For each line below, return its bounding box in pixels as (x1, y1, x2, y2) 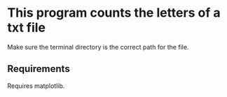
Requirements (7, 63, 70, 75)
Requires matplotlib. (7, 82, 65, 90)
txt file (7, 20, 46, 36)
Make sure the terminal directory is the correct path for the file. (7, 43, 189, 51)
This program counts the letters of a (7, 5, 221, 21)
